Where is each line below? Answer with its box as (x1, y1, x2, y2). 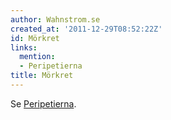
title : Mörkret (10, 71, 74, 81)
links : (10, 42, 38, 53)
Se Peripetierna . (10, 97, 77, 110)
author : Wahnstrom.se (10, 14, 101, 25)
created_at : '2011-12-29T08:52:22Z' (10, 24, 163, 34)
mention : (19, 52, 56, 62)
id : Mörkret (10, 33, 60, 43)
